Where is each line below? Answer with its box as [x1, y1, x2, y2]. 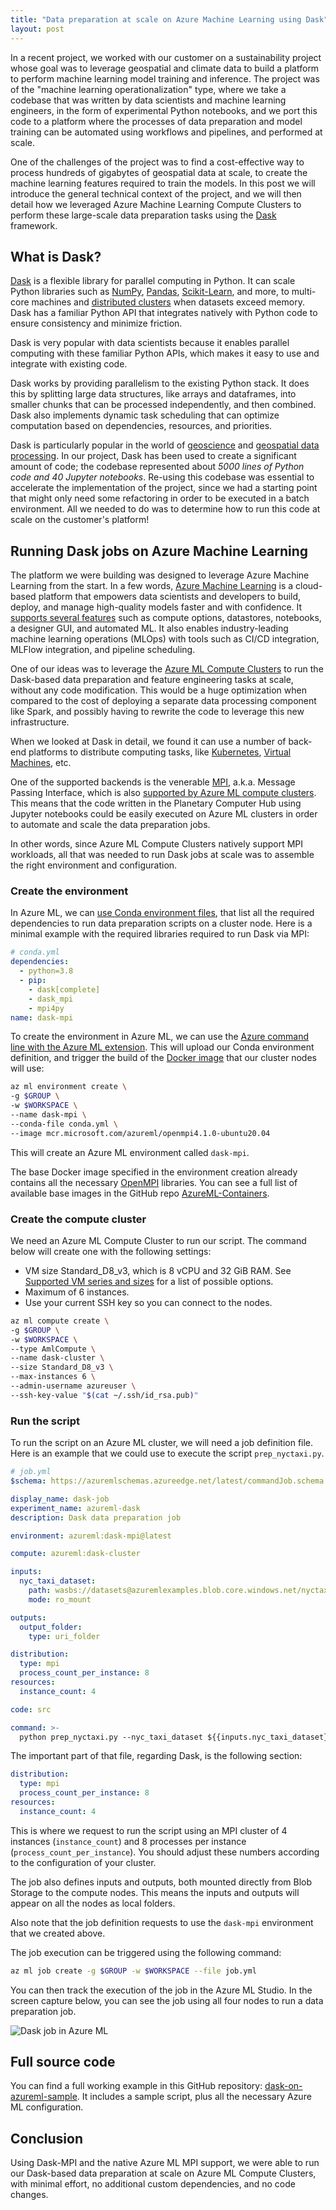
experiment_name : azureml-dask [10, 1503, 141, 1513]
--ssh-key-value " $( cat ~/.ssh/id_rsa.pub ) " [10, 1390, 199, 1400]
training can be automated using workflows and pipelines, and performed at [10, 126, 323, 138]
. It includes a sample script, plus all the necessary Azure [76, 2091, 312, 2103]
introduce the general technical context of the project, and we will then [10, 187, 302, 200]
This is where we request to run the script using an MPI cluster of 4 [10, 1824, 288, 1836]
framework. [10, 219, 58, 231]
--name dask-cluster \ [10, 1353, 105, 1363]
